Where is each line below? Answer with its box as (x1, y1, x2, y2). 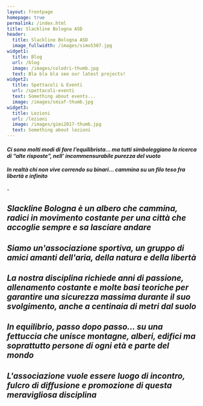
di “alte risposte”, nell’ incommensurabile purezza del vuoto (7, 152, 161, 159)
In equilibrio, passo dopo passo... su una (7, 322, 163, 332)
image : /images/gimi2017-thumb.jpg (12, 122, 102, 128)
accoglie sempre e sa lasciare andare (7, 222, 151, 233)
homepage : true (7, 15, 45, 21)
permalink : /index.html (7, 20, 67, 26)
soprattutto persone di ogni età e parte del (7, 341, 169, 351)
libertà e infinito (7, 172, 48, 180)
